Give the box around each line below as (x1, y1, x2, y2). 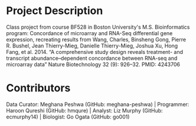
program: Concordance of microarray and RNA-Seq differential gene (6, 29, 173, 36)
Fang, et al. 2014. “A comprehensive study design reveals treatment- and (6, 48, 184, 55)
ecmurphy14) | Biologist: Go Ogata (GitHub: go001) (6, 113, 130, 120)
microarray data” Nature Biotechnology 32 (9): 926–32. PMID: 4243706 (6, 60, 180, 68)
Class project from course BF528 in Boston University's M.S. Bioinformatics (6, 23, 190, 30)
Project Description (6, 4, 103, 18)
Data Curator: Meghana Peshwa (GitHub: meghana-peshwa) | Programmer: (6, 101, 190, 108)
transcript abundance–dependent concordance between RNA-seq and (6, 55, 178, 62)
